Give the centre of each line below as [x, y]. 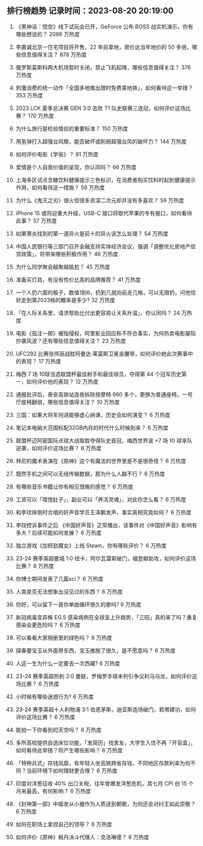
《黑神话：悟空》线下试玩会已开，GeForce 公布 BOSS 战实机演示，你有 [105, 27]
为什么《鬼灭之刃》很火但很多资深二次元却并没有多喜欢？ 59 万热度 [100, 200]
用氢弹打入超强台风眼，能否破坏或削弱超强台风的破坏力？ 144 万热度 [101, 141]
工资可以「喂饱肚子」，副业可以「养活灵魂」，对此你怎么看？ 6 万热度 [101, 499]
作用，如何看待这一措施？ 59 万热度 [60, 187]
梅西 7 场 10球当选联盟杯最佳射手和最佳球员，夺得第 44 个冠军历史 [98, 374]
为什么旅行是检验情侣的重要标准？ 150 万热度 [72, 128]
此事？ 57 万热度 [36, 221]
